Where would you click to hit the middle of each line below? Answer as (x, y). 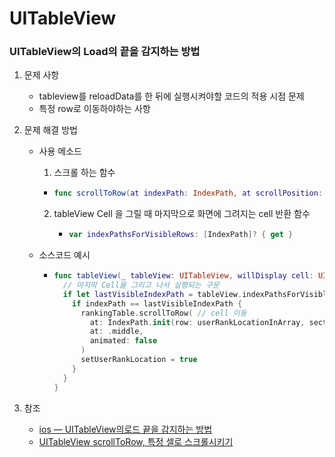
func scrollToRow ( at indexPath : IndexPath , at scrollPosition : (188, 193)
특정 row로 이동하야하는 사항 (94, 109)
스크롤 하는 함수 (84, 173)
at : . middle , (116, 332)
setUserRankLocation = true (139, 360)
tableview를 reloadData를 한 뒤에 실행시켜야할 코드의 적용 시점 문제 (171, 96)
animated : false (123, 341)
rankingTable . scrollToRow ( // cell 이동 (163, 313)
